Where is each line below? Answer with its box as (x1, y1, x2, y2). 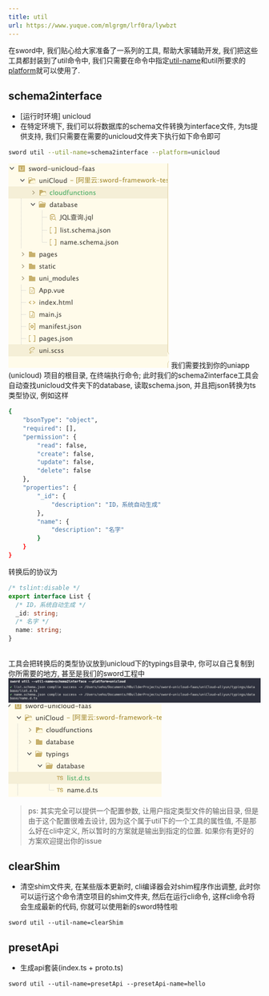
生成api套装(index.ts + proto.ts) (19, 963, 124, 973)
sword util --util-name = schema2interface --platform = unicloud (8, 148, 220, 156)
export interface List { (8, 592, 91, 601)
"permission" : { (22, 433, 78, 441)
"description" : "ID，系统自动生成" (50, 500, 162, 508)
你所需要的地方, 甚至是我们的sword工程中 (8, 668, 146, 678)
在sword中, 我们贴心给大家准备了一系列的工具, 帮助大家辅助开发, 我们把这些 (8, 45, 259, 55)
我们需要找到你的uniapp (171, 361, 250, 370)
